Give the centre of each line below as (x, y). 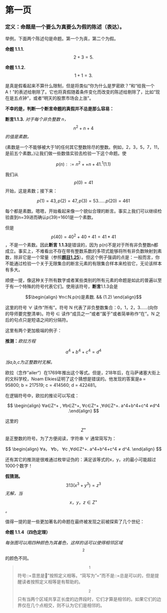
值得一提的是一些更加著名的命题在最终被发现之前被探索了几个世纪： (75, 522)
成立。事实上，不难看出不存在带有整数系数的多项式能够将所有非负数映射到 (81, 251)
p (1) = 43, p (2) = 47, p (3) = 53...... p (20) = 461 (83, 201)
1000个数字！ (19, 466)
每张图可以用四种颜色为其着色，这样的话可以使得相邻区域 (64, 543)
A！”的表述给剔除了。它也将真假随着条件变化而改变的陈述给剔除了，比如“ (80, 92)
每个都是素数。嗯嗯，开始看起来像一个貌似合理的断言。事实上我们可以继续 (81, 211)
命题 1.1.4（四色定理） (28, 532)
